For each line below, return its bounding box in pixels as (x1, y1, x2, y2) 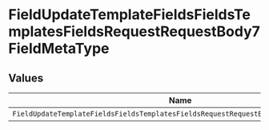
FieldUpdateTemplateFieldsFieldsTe (8, 6, 251, 24)
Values (8, 71, 44, 85)
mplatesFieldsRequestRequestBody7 (8, 22, 260, 41)
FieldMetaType (8, 40, 110, 57)
